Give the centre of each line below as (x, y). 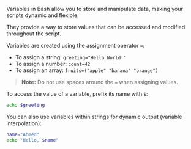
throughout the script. (34, 34)
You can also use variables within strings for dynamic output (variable (94, 117)
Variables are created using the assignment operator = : (76, 45)
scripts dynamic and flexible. (43, 15)
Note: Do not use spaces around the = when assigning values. (100, 82)
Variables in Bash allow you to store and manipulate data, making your (95, 9)
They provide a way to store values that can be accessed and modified (96, 27)
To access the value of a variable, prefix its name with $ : (77, 94)
